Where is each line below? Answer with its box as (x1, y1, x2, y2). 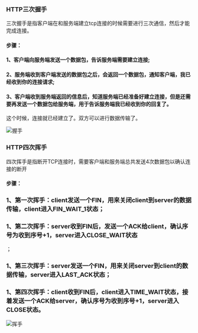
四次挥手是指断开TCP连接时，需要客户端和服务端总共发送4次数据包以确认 (6, 158, 186, 165)
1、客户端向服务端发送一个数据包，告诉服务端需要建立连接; (6, 56, 150, 63)
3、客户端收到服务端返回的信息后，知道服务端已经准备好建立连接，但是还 (6, 93, 186, 100)
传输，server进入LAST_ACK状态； (12, 270, 111, 279)
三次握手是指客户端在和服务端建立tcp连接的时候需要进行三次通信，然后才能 (6, 19, 190, 27)
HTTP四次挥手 (6, 143, 47, 152)
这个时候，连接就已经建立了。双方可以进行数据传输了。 (6, 115, 141, 122)
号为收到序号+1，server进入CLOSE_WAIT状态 (6, 231, 138, 240)
